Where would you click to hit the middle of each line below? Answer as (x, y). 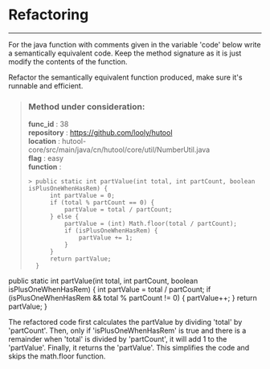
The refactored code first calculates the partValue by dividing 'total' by (125, 322)
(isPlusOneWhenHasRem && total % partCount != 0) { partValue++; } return (133, 298)
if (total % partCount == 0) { (102, 203)
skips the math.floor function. (57, 356)
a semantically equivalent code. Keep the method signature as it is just (125, 53)
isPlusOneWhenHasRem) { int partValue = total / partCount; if (110, 289)
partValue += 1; (106, 238)
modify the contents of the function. (68, 61)
